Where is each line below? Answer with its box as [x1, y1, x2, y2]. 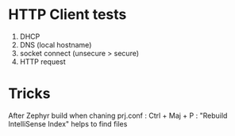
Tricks [8, 85, 51, 103]
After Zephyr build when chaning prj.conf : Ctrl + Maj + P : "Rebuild [8, 111, 228, 120]
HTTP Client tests [8, 6, 127, 24]
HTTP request [19, 57, 66, 66]
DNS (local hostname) [19, 40, 92, 49]
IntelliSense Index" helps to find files [8, 119, 128, 128]
